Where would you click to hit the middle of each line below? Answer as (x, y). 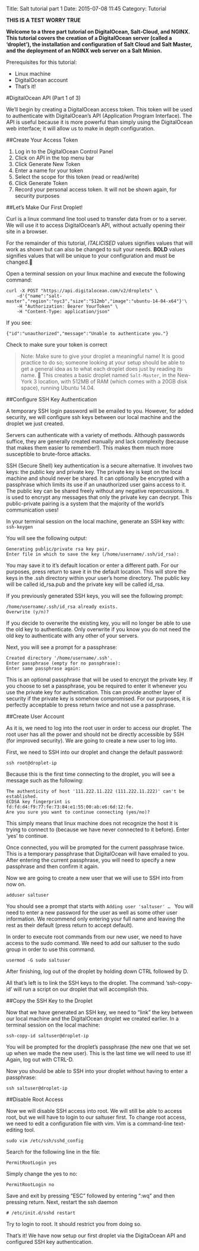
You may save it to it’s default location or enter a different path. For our (93, 565)
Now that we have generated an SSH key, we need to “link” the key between (99, 1012)
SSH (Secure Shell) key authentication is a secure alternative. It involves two (99, 466)
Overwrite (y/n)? (28, 612)
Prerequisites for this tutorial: (42, 62)
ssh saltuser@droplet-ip (37, 1088)
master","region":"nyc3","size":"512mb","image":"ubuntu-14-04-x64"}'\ (97, 301)
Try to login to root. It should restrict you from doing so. (74, 1224)
